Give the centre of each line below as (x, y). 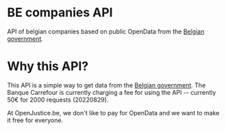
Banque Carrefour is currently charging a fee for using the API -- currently (112, 92)
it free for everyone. (35, 120)
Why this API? (48, 67)
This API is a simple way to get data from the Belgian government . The (106, 85)
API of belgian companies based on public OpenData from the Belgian (106, 31)
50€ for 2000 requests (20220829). (58, 100)
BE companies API (60, 13)
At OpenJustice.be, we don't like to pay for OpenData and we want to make (113, 113)
